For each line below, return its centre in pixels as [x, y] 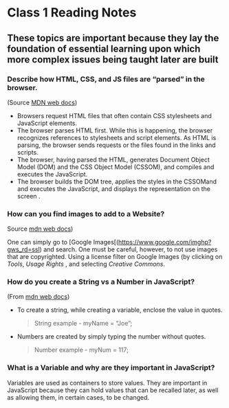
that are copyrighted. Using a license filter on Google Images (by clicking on [115, 257]
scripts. [28, 152]
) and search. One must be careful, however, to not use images [129, 249]
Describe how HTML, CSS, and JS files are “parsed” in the [106, 79]
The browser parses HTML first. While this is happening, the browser [115, 130]
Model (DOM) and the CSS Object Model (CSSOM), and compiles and [116, 167]
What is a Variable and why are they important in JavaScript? [111, 367]
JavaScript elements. [47, 123]
